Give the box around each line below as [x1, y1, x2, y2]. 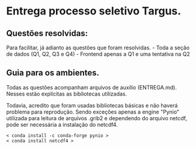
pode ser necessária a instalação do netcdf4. [6, 121, 118, 128]
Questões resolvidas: [6, 28, 88, 38]
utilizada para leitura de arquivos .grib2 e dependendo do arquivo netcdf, [6, 114, 188, 121]
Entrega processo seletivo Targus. [6, 4, 182, 18]
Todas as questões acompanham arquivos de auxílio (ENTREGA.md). [6, 84, 177, 91]
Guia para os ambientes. [6, 68, 100, 78]
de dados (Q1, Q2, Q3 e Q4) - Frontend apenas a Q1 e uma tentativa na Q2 [6, 50, 191, 58]
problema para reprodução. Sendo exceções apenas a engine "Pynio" [6, 108, 180, 115]
